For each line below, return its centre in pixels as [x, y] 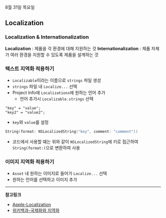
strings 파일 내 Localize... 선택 [45, 86]
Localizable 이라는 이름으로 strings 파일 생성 [57, 80]
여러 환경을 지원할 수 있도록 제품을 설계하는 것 [54, 54]
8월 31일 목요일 [20, 7]
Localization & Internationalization [47, 37]
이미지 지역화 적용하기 [30, 162]
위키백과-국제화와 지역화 [36, 211]
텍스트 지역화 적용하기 [30, 69]
